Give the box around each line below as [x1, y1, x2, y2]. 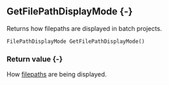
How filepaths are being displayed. [6, 70, 107, 79]
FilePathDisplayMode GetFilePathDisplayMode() [6, 38, 145, 45]
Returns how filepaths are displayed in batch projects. [6, 24, 163, 32]
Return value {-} [6, 54, 63, 64]
